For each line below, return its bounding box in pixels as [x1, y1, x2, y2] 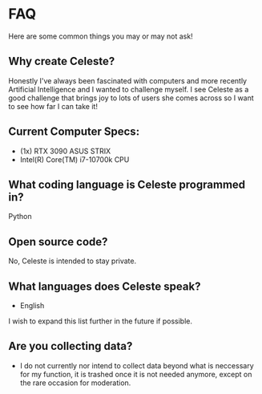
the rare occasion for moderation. [19, 378, 131, 388]
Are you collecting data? [8, 339, 133, 353]
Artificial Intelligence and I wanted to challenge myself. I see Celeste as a [8, 84, 249, 94]
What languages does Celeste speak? [8, 279, 201, 293]
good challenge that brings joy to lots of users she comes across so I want [8, 93, 254, 103]
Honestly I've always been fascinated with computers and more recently [8, 75, 247, 85]
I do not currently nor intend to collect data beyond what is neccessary [19, 360, 254, 370]
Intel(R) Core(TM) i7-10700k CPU [19, 154, 130, 165]
